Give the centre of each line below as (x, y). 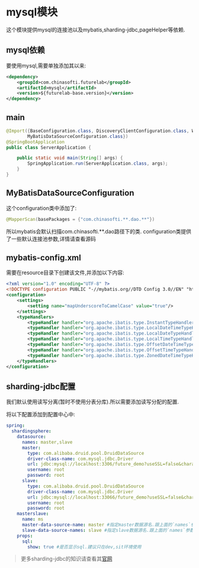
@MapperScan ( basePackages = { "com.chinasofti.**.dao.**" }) (81, 219)
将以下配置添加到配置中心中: (41, 415)
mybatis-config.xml (44, 258)
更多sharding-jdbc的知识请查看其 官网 (66, 559)
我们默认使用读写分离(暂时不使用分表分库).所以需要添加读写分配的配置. (93, 402)
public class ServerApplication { (49, 147)
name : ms (33, 519)
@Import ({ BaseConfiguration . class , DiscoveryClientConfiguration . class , (98, 131)
